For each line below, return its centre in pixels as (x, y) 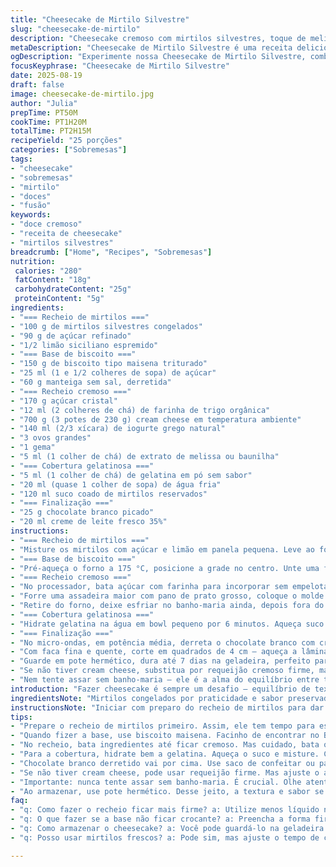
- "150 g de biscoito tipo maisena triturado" (109, 364)
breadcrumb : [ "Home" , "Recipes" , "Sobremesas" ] (111, 252)
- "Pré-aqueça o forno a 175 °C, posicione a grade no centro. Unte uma (165, 568)
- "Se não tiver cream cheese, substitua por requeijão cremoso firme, (162, 671)
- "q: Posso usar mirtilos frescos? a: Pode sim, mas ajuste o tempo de (165, 837)
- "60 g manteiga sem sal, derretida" (91, 382)
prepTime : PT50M (44, 112)
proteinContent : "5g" (59, 299)
